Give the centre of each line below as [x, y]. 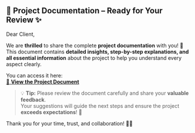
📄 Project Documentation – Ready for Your [84, 11]
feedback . [33, 100]
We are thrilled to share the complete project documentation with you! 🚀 [95, 45]
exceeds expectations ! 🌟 [51, 112]
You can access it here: [34, 75]
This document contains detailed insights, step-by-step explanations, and [97, 52]
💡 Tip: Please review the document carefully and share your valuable [105, 93]
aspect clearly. [24, 64]
